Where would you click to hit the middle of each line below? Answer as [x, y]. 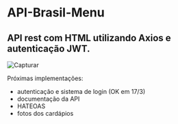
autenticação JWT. [49, 48]
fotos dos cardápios [45, 113]
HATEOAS [31, 106]
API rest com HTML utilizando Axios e [89, 38]
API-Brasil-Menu [56, 13]
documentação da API [48, 99]
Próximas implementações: [45, 78]
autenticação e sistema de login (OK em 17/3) [81, 91]
